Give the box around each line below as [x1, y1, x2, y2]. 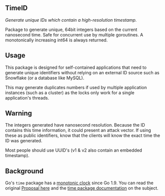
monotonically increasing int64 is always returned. [5, 37, 108, 43]
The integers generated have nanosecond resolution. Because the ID [5, 122, 145, 128]
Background [5, 167, 43, 175]
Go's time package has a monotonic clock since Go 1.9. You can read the [5, 180, 154, 186]
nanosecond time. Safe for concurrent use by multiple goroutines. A [5, 32, 143, 37]
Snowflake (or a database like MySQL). [5, 75, 84, 81]
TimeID [5, 4, 28, 12]
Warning [5, 109, 32, 118]
